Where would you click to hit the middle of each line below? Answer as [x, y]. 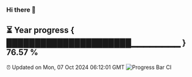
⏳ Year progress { [41, 30]
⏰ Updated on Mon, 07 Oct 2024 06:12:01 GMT [66, 67]
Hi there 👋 [21, 10]
